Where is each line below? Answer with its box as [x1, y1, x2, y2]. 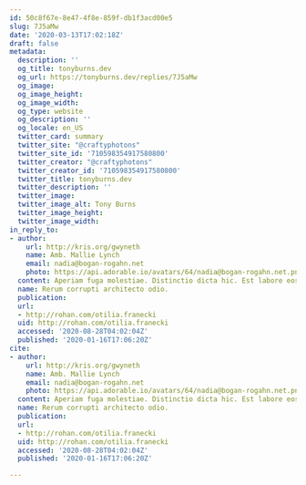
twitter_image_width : [17, 216, 100, 226]
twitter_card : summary [17, 132, 104, 141]
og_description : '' [17, 115, 92, 124]
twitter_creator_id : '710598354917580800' [17, 166, 181, 175]
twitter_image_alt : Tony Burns [17, 200, 137, 210]
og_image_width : [17, 98, 79, 108]
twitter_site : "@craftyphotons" [17, 140, 141, 150]
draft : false [9, 38, 59, 48]
